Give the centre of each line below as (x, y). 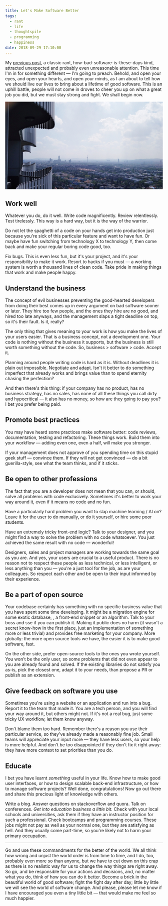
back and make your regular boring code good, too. (58, 247)
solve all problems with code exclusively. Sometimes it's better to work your (83, 496)
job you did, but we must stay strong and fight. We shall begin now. (74, 94)
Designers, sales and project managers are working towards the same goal (82, 552)
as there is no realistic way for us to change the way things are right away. (82, 866)
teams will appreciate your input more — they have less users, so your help (82, 740)
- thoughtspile (25, 32)
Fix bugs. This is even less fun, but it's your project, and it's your (72, 257)
